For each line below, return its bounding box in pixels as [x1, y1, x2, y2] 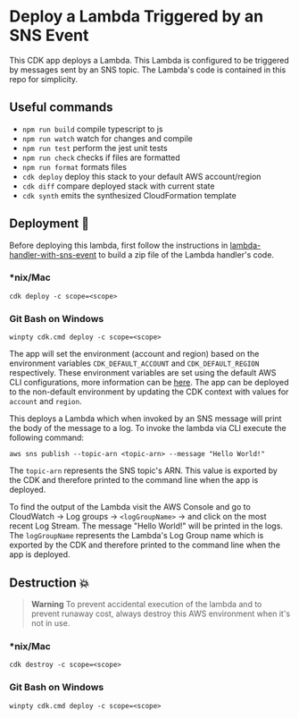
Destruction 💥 [9, 575, 90, 590]
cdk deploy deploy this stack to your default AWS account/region [21, 171, 262, 182]
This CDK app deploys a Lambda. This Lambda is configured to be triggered [9, 55, 289, 65]
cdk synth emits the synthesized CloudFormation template [21, 190, 237, 200]
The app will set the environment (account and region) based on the [9, 349, 260, 359]
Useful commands [9, 100, 113, 115]
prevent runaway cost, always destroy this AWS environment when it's [30, 608, 291, 619]
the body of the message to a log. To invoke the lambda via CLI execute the [9, 423, 287, 434]
